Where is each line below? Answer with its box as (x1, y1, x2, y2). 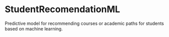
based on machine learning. (5, 25, 63, 31)
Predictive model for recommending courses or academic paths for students (5, 20, 164, 26)
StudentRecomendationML (5, 4, 120, 15)
